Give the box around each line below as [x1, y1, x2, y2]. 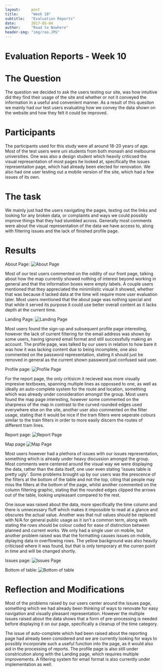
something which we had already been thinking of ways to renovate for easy [5, 605, 159, 611]
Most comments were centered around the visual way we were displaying [5, 461, 153, 467]
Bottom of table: [5, 567, 37, 573]
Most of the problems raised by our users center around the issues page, [5, 600, 152, 606]
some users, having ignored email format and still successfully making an [5, 336, 152, 342]
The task [5, 191, 41, 202]
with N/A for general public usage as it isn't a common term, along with [5, 517, 147, 523]
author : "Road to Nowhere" [5, 25, 69, 30]
